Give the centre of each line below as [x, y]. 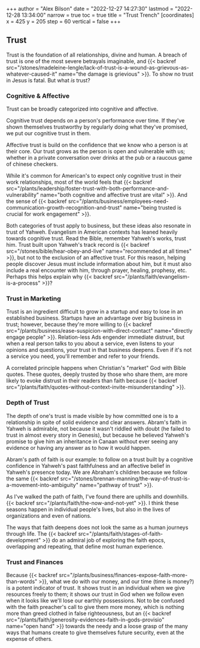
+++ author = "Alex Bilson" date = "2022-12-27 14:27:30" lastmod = [90, 9]
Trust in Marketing [34, 298]
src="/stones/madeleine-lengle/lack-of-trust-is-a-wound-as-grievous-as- [98, 67]
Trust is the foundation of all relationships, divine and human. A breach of [97, 55]
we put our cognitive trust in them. [49, 133]
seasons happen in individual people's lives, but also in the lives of [88, 509]
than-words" [22, 581]
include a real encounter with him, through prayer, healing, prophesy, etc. [97, 270]
